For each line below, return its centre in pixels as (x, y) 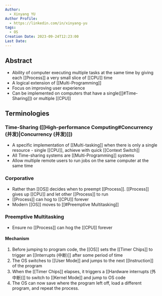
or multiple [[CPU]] (52, 98)
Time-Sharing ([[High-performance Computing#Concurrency (79, 127)
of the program (27, 266)
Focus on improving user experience (49, 88)
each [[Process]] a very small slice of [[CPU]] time (62, 78)
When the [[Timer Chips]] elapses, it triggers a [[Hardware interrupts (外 (84, 272)
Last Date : (16, 41)
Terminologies (27, 113)
